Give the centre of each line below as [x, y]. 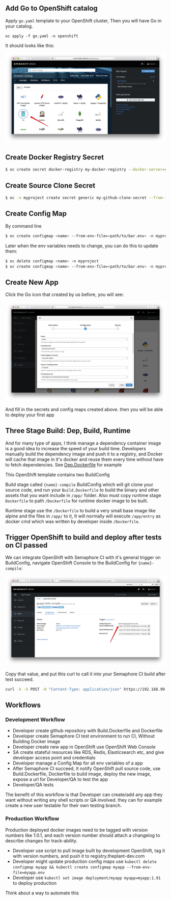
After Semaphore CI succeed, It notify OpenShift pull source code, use [87, 769]
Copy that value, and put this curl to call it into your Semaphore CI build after [85, 674]
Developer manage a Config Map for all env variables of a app [78, 763]
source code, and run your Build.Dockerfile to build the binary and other [82, 490]
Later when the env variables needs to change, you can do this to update [82, 245]
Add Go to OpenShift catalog [51, 8]
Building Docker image [36, 742]
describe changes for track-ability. [41, 840]
